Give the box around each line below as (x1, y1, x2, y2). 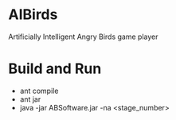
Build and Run (8, 60, 102, 78)
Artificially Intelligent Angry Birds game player (8, 32, 158, 41)
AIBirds (8, 6, 58, 24)
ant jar (19, 94, 41, 104)
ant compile (19, 86, 59, 95)
